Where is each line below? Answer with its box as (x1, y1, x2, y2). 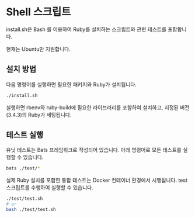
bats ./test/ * (6, 165, 41, 171)
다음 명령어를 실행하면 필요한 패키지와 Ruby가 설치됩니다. (6, 81, 137, 88)
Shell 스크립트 (6, 5, 71, 19)
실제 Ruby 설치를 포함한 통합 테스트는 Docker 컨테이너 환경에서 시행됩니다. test (6, 177, 188, 184)
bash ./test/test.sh (6, 207, 57, 213)
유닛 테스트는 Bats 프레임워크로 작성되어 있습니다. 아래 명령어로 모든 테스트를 (6, 147, 182, 154)
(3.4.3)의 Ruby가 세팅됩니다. (6, 111, 72, 118)
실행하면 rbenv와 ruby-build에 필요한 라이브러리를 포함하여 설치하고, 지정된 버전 (6, 103, 190, 111)
